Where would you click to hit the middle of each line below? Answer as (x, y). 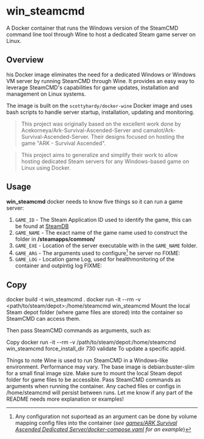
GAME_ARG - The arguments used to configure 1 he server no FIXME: (97, 252)
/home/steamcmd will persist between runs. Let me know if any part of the (100, 393)
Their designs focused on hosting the (138, 136)
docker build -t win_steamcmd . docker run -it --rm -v (73, 300)
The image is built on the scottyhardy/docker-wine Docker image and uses (100, 106)
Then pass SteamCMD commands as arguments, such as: (79, 330)
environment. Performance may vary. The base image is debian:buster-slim (100, 367)
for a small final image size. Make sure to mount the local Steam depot (94, 374)
